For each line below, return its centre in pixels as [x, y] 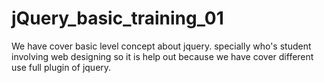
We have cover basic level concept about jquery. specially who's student [161, 46]
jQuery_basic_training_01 [117, 18]
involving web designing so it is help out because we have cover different [162, 56]
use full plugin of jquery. [61, 67]
